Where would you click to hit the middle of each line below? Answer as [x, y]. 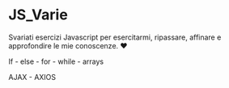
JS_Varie [38, 15]
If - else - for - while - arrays [56, 61]
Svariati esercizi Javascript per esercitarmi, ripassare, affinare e [115, 37]
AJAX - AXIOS [32, 77]
